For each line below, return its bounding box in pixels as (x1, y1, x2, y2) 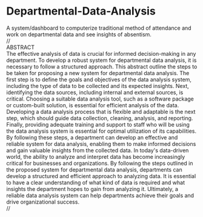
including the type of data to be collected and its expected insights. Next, (6, 82, 189, 89)
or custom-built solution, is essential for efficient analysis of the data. (6, 101, 179, 109)
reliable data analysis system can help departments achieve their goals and (6, 192, 195, 199)
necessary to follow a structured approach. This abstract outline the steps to (6, 62, 198, 70)
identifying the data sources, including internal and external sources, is (6, 88, 184, 96)
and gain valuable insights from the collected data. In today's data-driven (6, 147, 189, 154)
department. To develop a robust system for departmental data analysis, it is (6, 56, 197, 64)
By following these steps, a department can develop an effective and (6, 133, 178, 141)
